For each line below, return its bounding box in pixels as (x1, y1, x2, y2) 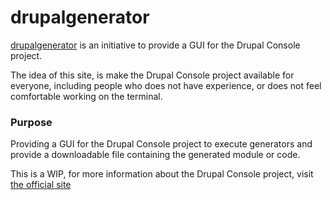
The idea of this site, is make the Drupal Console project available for (10, 69, 295, 81)
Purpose (10, 115, 53, 129)
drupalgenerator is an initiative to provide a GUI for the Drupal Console (10, 39, 301, 51)
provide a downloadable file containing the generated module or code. (10, 149, 301, 161)
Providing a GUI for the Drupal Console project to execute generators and (10, 138, 313, 150)
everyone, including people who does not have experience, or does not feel (10, 79, 322, 91)
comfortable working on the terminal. (10, 90, 163, 102)
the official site (10, 179, 72, 191)
